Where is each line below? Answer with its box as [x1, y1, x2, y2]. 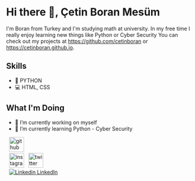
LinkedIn [37, 169, 58, 176]
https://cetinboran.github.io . [6, 44, 75, 51]
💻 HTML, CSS [14, 83, 50, 91]
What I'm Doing [6, 103, 65, 113]
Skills [6, 61, 27, 71]
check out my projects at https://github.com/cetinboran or [6, 37, 148, 45]
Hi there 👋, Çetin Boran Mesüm [6, 5, 160, 19]
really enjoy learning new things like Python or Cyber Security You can [6, 31, 178, 38]
